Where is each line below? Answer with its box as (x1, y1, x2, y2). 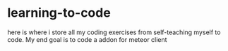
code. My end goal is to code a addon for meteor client (7, 35, 167, 43)
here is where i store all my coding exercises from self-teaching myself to (7, 28, 221, 36)
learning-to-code (7, 5, 111, 21)
